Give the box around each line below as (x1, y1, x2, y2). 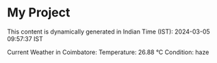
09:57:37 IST (7, 34, 43, 42)
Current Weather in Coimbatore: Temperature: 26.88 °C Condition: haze (7, 48, 209, 56)
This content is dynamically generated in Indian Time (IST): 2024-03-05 (7, 27, 210, 36)
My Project (7, 5, 71, 21)
